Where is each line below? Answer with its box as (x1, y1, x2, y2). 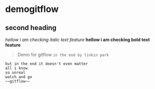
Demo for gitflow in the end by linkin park (17, 51, 109, 57)
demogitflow (5, 3, 59, 15)
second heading (5, 23, 57, 32)
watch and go (5, 74, 32, 79)
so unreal (5, 70, 26, 75)
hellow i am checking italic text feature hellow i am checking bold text (5, 36, 150, 42)
